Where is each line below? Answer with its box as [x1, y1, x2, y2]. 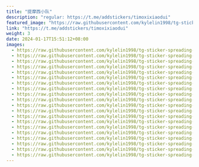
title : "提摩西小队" [6, 8, 52, 15]
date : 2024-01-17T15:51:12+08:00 [6, 36, 89, 42]
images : [6, 42, 25, 48]
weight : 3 [6, 31, 31, 37]
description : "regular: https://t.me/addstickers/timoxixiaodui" [6, 14, 171, 20]
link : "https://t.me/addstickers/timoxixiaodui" [6, 25, 129, 31]
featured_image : [6, 20, 46, 25]
